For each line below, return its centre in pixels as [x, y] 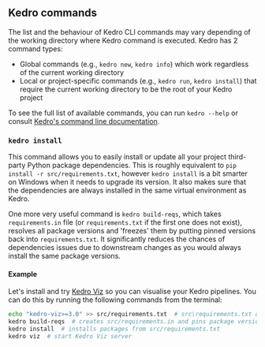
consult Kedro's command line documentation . [84, 121]
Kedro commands [52, 13]
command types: [35, 49]
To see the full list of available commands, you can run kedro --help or [123, 113]
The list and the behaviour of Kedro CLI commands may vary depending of [129, 32]
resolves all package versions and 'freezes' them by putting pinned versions [132, 231]
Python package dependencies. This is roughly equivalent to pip [132, 166]
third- [237, 157]
